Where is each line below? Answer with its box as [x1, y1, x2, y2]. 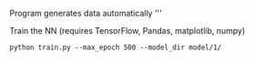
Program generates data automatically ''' [9, 8, 162, 18]
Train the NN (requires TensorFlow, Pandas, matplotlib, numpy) [9, 25, 246, 36]
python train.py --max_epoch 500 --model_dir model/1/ [9, 43, 222, 52]
